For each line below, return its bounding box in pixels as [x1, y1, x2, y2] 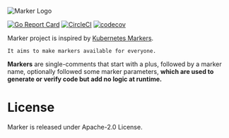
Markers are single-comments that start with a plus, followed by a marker [7, 60, 222, 68]
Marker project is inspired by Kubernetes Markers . [7, 34, 154, 42]
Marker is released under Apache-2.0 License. [7, 123, 143, 131]
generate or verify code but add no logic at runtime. [7, 75, 163, 83]
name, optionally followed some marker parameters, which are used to [7, 68, 214, 75]
